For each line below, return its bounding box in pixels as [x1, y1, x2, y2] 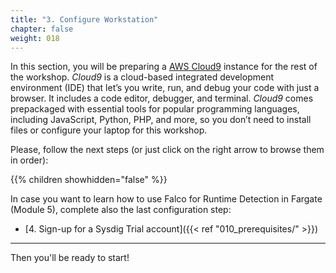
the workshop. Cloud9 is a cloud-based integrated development [10, 71, 275, 83]
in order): [10, 154, 49, 166]
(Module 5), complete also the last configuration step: [10, 204, 232, 216]
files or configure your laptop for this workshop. [10, 124, 208, 136]
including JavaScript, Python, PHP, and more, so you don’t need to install [10, 114, 312, 126]
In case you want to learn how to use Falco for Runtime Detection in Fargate [10, 193, 323, 205]
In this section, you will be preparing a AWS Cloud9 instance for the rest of [10, 61, 318, 73]
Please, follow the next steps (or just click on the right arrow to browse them [10, 144, 325, 156]
